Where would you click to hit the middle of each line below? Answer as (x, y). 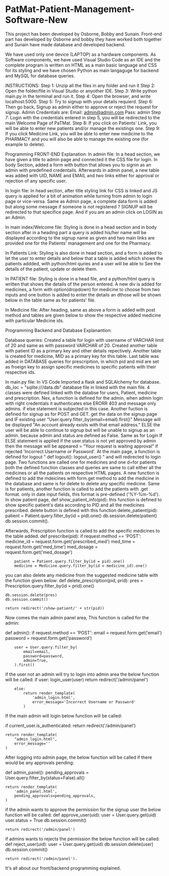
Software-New (36, 20)
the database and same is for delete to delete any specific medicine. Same (82, 483)
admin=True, (36, 661)
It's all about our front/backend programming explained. (63, 868)
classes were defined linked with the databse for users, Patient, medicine (81, 392)
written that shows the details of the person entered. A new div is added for (83, 284)
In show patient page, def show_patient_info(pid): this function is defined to (83, 499)
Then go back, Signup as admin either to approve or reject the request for (82, 107)
